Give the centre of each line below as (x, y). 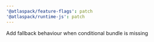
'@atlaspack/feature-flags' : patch (49, 11)
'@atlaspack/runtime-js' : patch (45, 17)
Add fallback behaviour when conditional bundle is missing (77, 33)
